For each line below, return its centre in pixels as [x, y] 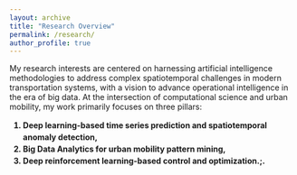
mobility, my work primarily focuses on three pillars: [105, 107]
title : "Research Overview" [62, 26]
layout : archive [40, 18]
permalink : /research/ [52, 34]
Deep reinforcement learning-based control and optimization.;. [144, 161]
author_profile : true [50, 43]
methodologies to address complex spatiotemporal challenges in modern [146, 78]
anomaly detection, [60, 137]
